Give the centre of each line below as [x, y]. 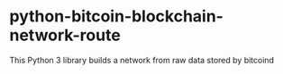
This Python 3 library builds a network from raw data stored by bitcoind [142, 60]
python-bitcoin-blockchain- [116, 16]
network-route [65, 35]
